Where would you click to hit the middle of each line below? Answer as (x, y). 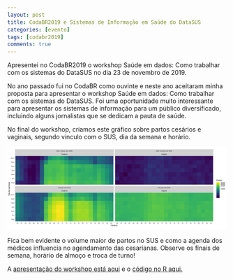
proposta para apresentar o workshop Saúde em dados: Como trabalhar (111, 94)
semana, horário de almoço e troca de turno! (72, 255)
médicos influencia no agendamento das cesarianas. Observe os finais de (113, 248)
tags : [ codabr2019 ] (36, 37)
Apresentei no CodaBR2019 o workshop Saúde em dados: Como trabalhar (114, 65)
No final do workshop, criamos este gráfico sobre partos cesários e (104, 129)
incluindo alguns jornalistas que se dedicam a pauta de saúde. (97, 116)
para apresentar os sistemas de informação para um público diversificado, (114, 108)
